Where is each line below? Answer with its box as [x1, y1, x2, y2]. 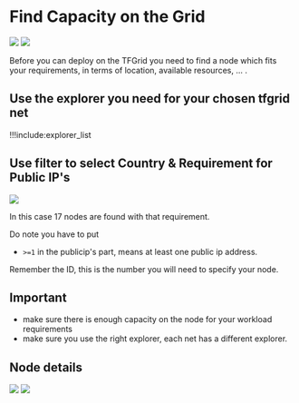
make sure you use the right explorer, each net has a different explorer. [22, 333, 288, 344]
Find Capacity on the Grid [9, 6, 206, 27]
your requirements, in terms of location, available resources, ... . [9, 64, 247, 75]
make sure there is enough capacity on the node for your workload [22, 314, 273, 325]
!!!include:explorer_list [9, 129, 92, 140]
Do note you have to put [9, 229, 100, 240]
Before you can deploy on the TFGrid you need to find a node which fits [9, 54, 277, 65]
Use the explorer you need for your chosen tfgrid [9, 91, 290, 106]
